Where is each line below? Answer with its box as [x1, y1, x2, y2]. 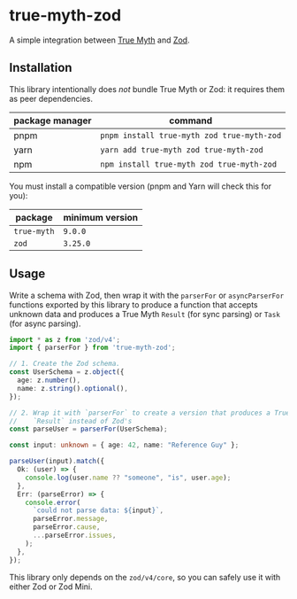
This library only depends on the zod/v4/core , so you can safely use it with [9, 572, 281, 582]
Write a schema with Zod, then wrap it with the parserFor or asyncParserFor [9, 290, 285, 300]
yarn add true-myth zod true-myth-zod [100, 144, 263, 155]
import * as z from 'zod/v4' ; [9, 335, 121, 344]
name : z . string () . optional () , [17, 384, 128, 393]
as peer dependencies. [9, 93, 94, 104]
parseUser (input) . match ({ [9, 457, 104, 466]
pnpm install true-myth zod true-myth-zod [100, 130, 282, 140]
